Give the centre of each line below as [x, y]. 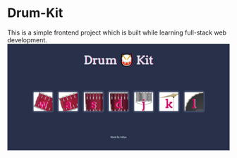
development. [27, 39]
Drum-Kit [35, 13]
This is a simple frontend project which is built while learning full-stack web [117, 32]
